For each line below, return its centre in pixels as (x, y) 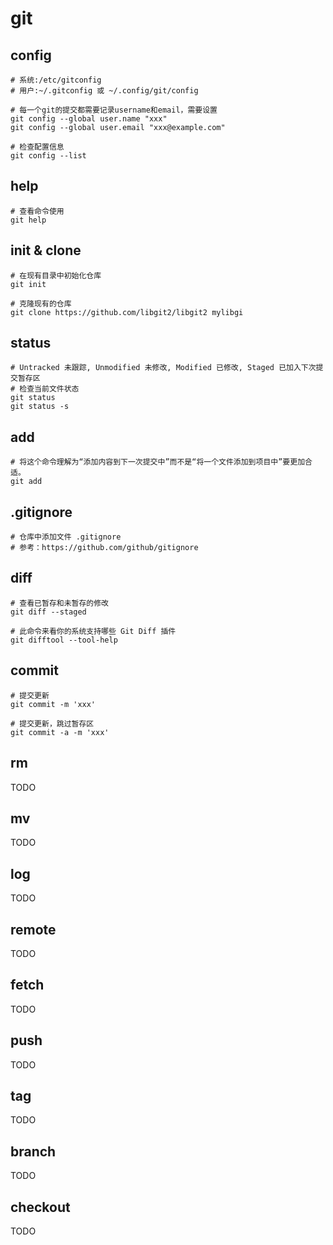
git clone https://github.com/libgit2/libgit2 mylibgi (127, 312)
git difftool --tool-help (64, 640)
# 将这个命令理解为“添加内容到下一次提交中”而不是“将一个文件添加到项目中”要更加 (158, 462)
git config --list (48, 156)
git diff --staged (48, 612)
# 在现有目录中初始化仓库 (56, 275)
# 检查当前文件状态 (45, 389)
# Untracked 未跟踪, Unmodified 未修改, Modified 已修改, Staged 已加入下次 (163, 368)
